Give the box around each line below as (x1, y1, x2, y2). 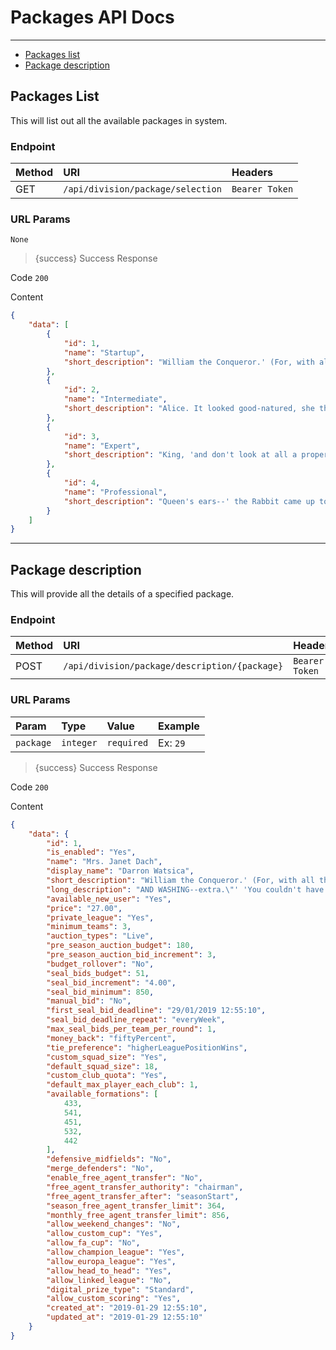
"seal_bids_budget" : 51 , (46, 968, 150, 978)
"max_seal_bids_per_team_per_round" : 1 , (46, 1024, 217, 1034)
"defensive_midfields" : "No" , (46, 1154, 172, 1165)
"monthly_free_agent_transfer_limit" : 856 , (46, 1210, 230, 1220)
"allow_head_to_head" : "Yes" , (46, 1266, 172, 1276)
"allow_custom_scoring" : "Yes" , (46, 1294, 182, 1304)
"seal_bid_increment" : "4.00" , (46, 977, 177, 988)
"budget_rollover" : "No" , (46, 959, 155, 969)
